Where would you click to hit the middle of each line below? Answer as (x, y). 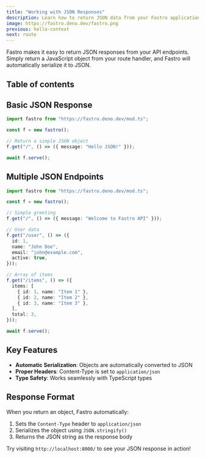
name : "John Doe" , (35, 247)
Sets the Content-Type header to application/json (78, 423)
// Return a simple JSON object (47, 141)
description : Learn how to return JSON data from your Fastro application (103, 18)
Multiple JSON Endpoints (55, 177)
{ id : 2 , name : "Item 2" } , (53, 297)
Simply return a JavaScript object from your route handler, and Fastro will (99, 59)
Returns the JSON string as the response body (74, 437)
